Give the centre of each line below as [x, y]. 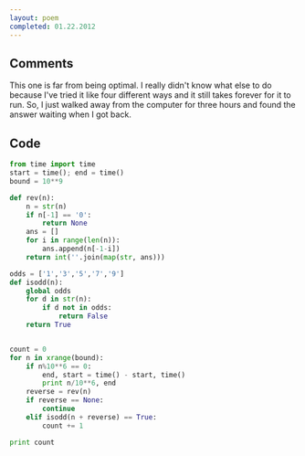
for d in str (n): [59, 299]
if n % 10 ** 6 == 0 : [59, 366]
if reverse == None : [65, 400]
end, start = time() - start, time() [114, 375]
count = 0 [28, 349]
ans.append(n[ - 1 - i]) [81, 249]
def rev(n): [32, 197]
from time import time [53, 164]
